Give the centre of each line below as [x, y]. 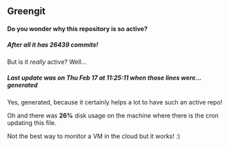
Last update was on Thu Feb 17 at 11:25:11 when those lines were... [104, 78]
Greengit [27, 11]
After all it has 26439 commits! [53, 45]
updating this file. [32, 122]
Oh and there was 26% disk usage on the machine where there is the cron [113, 115]
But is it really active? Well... [47, 62]
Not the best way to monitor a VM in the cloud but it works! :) [94, 136]
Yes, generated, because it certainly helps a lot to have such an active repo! [115, 102]
